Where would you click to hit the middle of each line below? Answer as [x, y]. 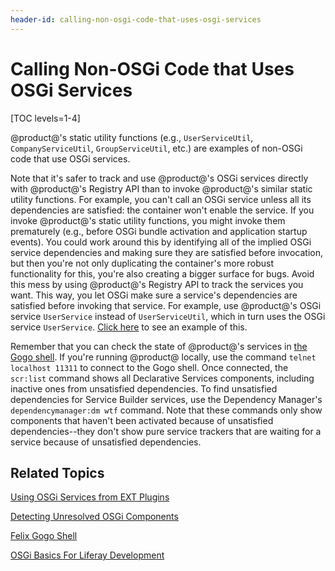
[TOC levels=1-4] [45, 118]
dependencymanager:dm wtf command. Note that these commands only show [166, 410]
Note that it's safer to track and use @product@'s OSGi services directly [159, 178]
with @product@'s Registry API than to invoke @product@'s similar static [161, 188]
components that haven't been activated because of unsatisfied [142, 420]
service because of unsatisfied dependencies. [106, 442]
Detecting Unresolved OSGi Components [94, 517]
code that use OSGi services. [70, 158]
